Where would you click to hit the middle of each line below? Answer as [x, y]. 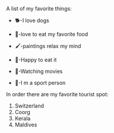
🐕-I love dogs [32, 20]
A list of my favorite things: [39, 9]
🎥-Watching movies [39, 71]
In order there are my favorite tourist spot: [57, 94]
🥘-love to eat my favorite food [51, 34]
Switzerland [29, 106]
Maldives [26, 125]
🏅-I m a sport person [40, 83]
